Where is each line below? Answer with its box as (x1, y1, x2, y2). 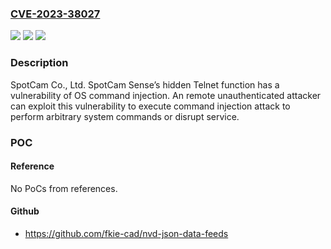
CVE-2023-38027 (10, 7, 101, 21)
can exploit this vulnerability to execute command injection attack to (10, 100, 291, 112)
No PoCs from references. (10, 182, 118, 194)
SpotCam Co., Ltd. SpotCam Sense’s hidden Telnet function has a (10, 78, 280, 91)
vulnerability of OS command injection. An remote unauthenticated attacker (10, 89, 322, 101)
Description (10, 56, 69, 70)
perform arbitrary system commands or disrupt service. (10, 110, 240, 122)
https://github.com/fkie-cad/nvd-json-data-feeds (24, 227, 229, 239)
